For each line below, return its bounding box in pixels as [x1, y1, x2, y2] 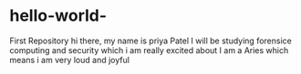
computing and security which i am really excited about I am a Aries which [9, 44, 289, 55]
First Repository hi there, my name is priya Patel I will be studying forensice [9, 35, 292, 46]
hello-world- [9, 5, 108, 26]
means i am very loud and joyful [9, 54, 130, 65]
